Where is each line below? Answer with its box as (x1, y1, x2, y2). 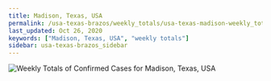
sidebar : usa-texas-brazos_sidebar (8, 42, 128, 50)
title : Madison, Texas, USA (8, 11, 103, 20)
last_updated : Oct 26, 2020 (8, 26, 103, 34)
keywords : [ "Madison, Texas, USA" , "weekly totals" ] (8, 34, 190, 43)
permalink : (8, 19, 45, 27)
